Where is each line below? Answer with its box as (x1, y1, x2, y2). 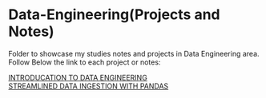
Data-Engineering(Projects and (8, 6, 220, 24)
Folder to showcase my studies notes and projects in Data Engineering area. (8, 49, 260, 58)
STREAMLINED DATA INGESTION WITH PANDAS (8, 81, 169, 91)
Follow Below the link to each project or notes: (8, 57, 161, 67)
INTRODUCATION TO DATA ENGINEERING (8, 73, 148, 82)
